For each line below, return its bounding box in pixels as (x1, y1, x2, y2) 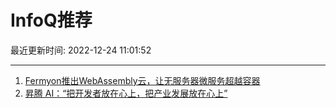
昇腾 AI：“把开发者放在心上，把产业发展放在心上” (24, 87, 228, 99)
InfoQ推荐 (10, 9, 93, 32)
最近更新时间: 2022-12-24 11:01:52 (10, 44, 152, 56)
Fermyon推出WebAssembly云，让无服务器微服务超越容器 (24, 74, 261, 86)
